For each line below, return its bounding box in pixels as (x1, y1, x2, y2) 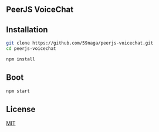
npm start (6, 88, 31, 94)
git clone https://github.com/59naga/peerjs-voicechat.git (6, 40, 154, 46)
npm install (6, 56, 35, 62)
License (6, 104, 36, 114)
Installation (6, 25, 48, 35)
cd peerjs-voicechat (6, 46, 57, 52)
